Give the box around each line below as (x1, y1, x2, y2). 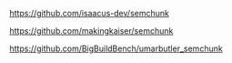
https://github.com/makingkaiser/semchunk (9, 26, 174, 36)
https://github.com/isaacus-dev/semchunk (9, 8, 170, 18)
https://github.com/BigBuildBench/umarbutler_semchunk (9, 43, 223, 54)
